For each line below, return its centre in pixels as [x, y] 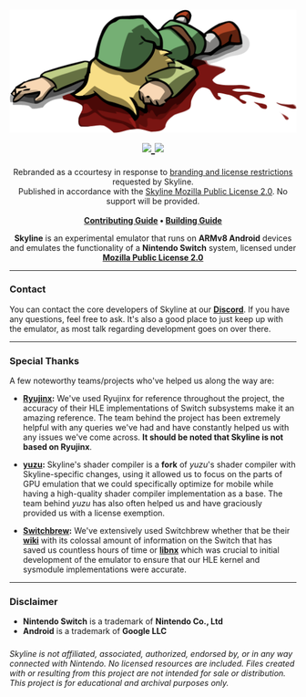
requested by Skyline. [153, 182]
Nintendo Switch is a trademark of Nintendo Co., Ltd [122, 621]
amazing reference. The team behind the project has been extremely [151, 418]
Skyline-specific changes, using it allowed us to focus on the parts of [153, 474]
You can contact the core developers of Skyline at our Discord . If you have [149, 309]
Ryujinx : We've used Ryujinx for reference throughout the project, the [153, 399]
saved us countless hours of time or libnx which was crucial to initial [151, 550]
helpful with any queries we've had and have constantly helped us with [156, 428]
